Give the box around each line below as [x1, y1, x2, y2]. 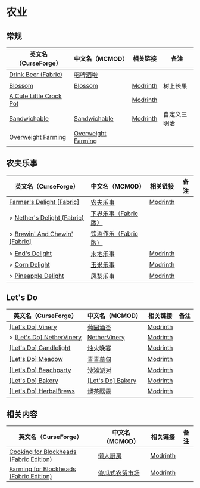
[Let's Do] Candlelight [9, 344, 71, 352]
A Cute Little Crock [9, 92, 62, 100]
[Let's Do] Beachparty [9, 366, 71, 374]
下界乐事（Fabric [90, 209, 139, 218]
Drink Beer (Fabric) [9, 70, 63, 78]
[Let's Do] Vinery [9, 323, 58, 331]
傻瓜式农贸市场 [98, 469, 140, 477]
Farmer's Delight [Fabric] [9, 197, 80, 206]
